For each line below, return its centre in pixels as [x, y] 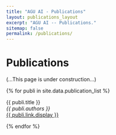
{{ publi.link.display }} [33, 115]
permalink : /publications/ [39, 34]
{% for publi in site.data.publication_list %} [58, 91]
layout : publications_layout [42, 17]
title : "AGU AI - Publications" [46, 12]
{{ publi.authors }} [28, 109]
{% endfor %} [23, 126]
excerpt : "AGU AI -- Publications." [51, 22]
